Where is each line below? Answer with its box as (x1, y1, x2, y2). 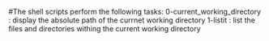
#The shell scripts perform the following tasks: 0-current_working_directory (8, 7, 262, 16)
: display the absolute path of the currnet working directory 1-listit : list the (8, 15, 255, 25)
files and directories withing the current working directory (8, 24, 201, 33)
